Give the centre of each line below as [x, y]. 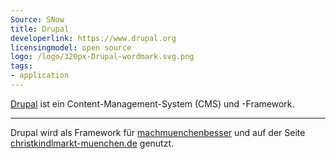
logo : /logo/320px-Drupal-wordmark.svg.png [102, 57]
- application [40, 76]
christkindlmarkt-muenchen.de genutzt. [92, 143]
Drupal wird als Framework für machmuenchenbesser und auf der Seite [158, 132]
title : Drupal [40, 29]
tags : [21, 66]
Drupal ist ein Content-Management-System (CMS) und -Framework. [152, 103]
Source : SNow [37, 19]
